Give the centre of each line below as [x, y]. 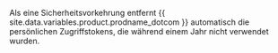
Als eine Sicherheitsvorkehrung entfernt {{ [87, 13]
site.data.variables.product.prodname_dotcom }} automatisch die [129, 22]
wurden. [25, 41]
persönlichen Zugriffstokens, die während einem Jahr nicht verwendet [139, 31]
